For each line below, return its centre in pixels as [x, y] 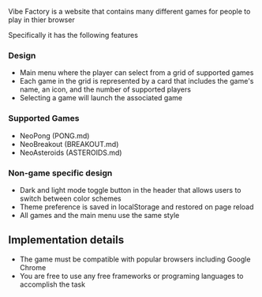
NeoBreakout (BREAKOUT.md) [69, 144]
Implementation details [66, 240]
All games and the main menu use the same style [99, 215]
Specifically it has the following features [73, 35]
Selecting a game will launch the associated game [101, 98]
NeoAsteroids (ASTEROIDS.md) [71, 152]
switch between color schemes [70, 198]
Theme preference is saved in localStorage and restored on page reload [137, 207]
